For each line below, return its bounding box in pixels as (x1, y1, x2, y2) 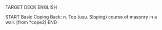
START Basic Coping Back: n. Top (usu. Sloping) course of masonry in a (5, 14, 157, 19)
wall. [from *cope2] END (5, 19, 57, 25)
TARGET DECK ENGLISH (5, 4, 57, 10)
